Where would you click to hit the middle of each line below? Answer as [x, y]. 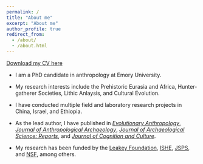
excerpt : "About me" [33, 23]
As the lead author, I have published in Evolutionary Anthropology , [98, 123]
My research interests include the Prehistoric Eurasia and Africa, [96, 86]
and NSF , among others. [46, 154]
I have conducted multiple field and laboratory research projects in [98, 104]
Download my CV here [34, 63]
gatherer [26, 93]
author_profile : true [34, 29]
